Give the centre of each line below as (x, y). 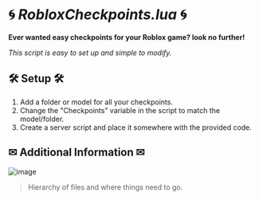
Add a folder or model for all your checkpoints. (96, 102)
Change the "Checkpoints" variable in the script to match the (120, 110)
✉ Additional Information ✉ (77, 153)
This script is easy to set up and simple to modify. (90, 53)
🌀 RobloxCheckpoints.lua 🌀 (98, 15)
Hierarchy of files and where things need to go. (105, 187)
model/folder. (42, 119)
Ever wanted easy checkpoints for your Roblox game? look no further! (127, 37)
